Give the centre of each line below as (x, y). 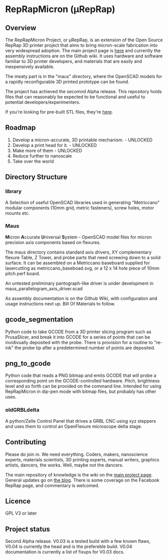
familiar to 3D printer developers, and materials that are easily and (74, 61)
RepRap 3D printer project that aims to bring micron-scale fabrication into (81, 45)
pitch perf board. (23, 273)
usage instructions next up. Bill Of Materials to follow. (60, 303)
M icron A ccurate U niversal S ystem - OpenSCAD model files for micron (78, 237)
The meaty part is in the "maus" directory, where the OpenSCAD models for (84, 76)
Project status (28, 529)
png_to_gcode (28, 364)
